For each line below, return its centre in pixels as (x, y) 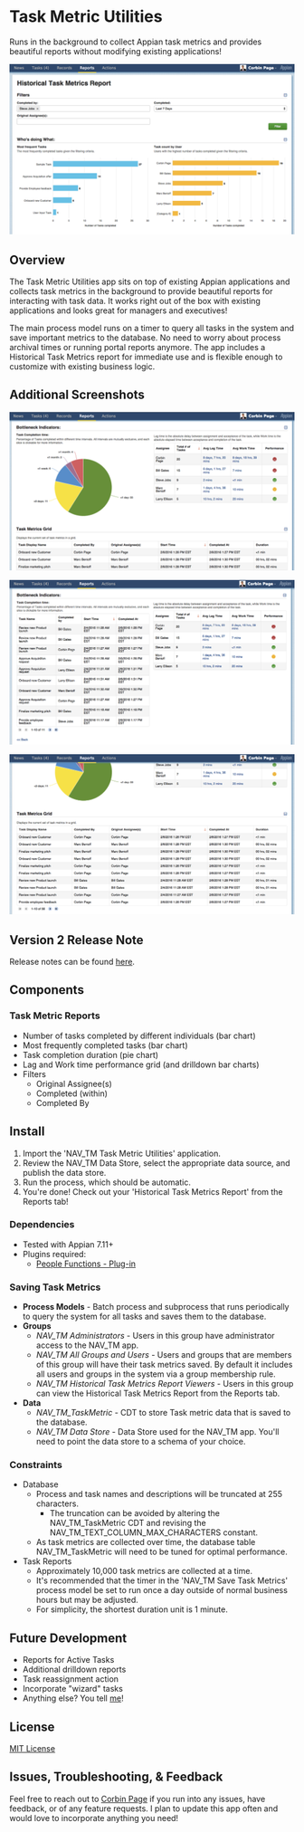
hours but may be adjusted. (87, 1600)
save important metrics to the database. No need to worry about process (145, 338)
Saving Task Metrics (55, 1287)
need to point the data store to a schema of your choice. (141, 1442)
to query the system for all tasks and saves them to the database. (144, 1317)
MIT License (33, 1749)
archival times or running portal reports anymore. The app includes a (138, 347)
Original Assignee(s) (74, 1083)
